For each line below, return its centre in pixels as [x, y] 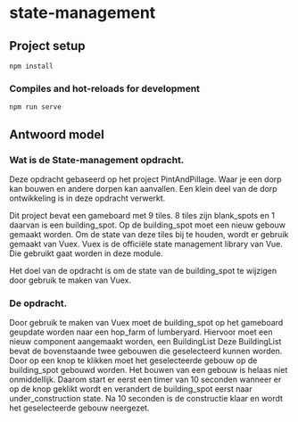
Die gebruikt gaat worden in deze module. [86, 253]
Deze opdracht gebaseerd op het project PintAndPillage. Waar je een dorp [146, 179]
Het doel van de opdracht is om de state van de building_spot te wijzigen [143, 270]
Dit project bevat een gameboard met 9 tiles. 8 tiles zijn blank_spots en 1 [142, 215]
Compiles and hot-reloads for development [105, 88]
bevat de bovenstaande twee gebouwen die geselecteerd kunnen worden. [146, 352]
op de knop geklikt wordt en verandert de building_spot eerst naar [131, 389]
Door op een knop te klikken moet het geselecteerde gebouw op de [133, 360]
